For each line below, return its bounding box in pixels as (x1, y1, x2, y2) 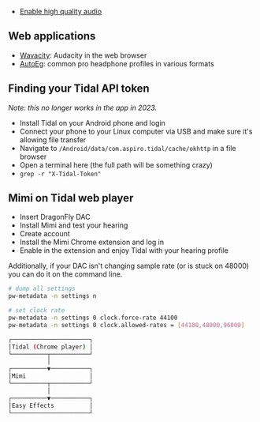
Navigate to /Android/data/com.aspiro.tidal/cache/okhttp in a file (19, 143, 236, 153)
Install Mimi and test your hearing (19, 220, 128, 230)
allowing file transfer (19, 134, 87, 145)
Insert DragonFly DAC (19, 213, 91, 222)
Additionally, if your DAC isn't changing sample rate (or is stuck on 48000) (8, 261, 250, 271)
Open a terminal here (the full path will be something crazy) (19, 160, 213, 169)
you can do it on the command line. (8, 269, 123, 279)
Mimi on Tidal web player (8, 191, 134, 205)
